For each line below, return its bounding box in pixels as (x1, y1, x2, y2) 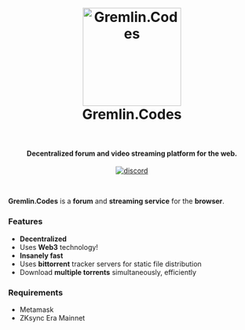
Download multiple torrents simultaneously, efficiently (19, 267, 197, 277)
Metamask (19, 305, 54, 314)
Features (8, 216, 43, 227)
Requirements (8, 287, 64, 298)
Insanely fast (19, 251, 64, 260)
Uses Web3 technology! (19, 242, 98, 251)
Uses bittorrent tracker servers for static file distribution (19, 258, 202, 269)
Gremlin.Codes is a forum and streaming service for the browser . (8, 196, 225, 206)
